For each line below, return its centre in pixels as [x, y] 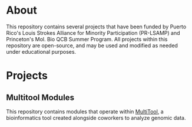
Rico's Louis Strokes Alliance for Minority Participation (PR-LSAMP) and [93, 32]
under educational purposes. [41, 51]
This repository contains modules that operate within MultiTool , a [85, 111]
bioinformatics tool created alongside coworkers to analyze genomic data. [96, 118]
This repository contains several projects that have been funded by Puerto [96, 27]
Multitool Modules [40, 97]
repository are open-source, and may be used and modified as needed [92, 45]
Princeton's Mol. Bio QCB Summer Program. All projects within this [87, 39]
